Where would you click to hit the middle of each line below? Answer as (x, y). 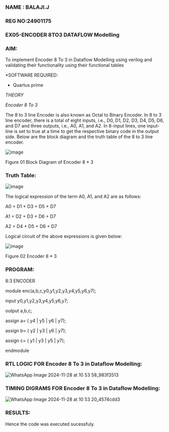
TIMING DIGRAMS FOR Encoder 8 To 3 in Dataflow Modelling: (83, 388)
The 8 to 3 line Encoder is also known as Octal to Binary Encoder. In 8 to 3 (83, 115)
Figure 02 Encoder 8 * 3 (31, 256)
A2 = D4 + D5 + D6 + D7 (31, 227)
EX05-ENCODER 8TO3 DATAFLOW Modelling (62, 34)
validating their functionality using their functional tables (65, 65)
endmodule (17, 350)
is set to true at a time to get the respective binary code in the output (87, 132)
